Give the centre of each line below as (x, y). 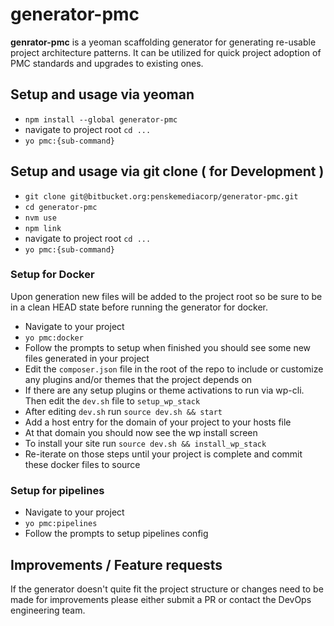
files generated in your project (87, 358)
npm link (43, 228)
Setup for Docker (52, 275)
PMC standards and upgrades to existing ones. (107, 63)
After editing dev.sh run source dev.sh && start (123, 411)
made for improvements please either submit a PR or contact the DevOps (161, 599)
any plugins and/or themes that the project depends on (138, 379)
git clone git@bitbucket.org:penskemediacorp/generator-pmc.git (161, 196)
